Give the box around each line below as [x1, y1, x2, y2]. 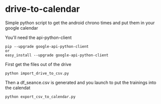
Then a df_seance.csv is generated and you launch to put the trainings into [5, 79, 157, 85]
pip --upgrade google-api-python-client [5, 44, 89, 49]
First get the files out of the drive [5, 61, 72, 67]
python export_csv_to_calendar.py [5, 94, 76, 99]
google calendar [5, 25, 38, 31]
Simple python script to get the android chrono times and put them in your [5, 20, 155, 26]
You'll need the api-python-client [5, 35, 72, 40]
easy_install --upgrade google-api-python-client [5, 53, 109, 58]
